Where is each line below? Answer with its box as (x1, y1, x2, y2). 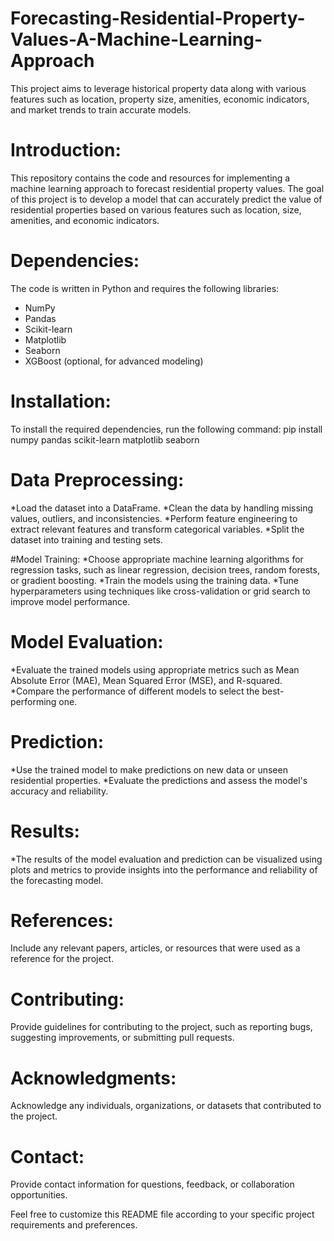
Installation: (10, 390, 112, 412)
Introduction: (10, 139, 122, 162)
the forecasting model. (10, 874, 104, 886)
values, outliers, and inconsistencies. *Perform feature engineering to (10, 512, 298, 524)
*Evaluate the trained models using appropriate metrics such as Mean (10, 663, 300, 676)
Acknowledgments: (10, 1067, 177, 1089)
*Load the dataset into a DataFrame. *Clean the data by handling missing (10, 502, 314, 514)
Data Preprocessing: (10, 468, 185, 491)
